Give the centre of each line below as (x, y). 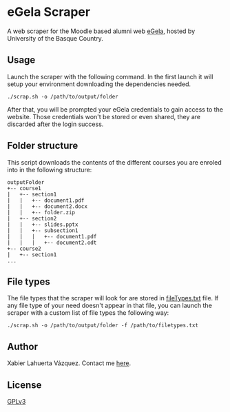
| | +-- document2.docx (48, 206)
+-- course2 (24, 249)
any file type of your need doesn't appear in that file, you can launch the (109, 306)
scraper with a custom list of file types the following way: (88, 313)
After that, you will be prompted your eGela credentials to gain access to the (115, 109)
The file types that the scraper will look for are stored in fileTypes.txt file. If (113, 298)
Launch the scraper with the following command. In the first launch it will (110, 76)
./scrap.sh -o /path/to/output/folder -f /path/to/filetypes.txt (103, 326)
